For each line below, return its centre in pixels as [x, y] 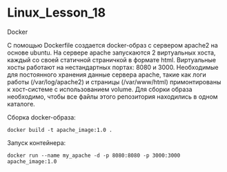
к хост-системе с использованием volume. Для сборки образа [100, 89]
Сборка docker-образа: [41, 117]
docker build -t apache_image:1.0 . [60, 130]
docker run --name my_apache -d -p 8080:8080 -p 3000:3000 [94, 155]
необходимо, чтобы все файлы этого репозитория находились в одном [113, 96]
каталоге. [21, 104]
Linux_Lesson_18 [56, 13]
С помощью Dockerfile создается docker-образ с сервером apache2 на [113, 45]
